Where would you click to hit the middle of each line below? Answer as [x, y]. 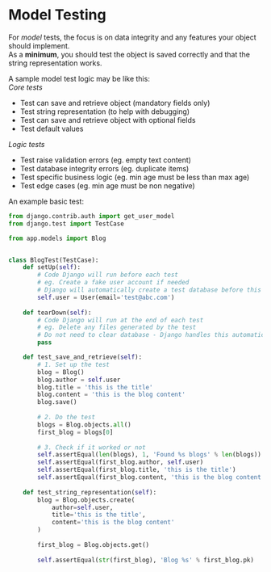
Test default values [52, 128]
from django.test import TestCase [67, 224]
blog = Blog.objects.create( [86, 500]
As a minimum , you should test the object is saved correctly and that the [129, 54]
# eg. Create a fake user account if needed [113, 283]
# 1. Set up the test [74, 364]
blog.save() [58, 402]
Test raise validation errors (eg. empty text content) [106, 160]
